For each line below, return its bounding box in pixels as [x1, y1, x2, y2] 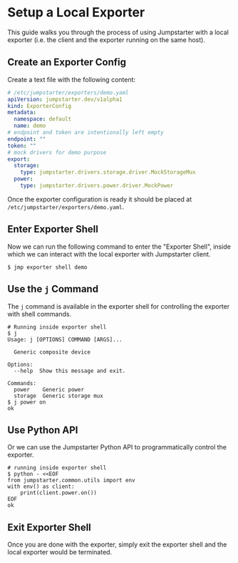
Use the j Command [7, 283, 98, 295]
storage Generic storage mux [14, 392, 103, 399]
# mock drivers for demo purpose [7, 149, 107, 156]
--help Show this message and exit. [14, 367, 126, 374]
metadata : [7, 109, 37, 116]
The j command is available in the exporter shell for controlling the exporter [7, 302, 230, 311]
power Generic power [14, 386, 84, 393]
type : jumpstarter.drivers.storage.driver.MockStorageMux [20, 169, 196, 176]
